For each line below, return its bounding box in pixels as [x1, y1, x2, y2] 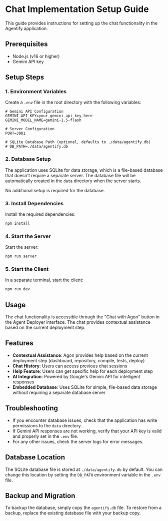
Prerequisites [5, 40, 48, 49]
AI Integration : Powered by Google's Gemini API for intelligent [12, 373, 140, 379]
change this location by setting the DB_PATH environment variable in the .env [5, 471, 161, 477]
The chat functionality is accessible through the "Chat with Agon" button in [5, 314, 160, 320]
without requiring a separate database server [12, 389, 106, 395]
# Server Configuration [5, 127, 55, 132]
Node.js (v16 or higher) [12, 53, 60, 59]
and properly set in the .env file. [12, 433, 78, 439]
